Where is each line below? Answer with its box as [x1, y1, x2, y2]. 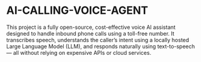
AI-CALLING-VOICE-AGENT [6, 4, 149, 17]
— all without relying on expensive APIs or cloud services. [6, 49, 152, 56]
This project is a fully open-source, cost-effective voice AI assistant [6, 23, 176, 31]
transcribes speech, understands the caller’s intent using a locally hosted [6, 36, 189, 43]
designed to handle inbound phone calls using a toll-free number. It [6, 29, 175, 37]
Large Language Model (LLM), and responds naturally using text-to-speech [6, 43, 196, 50]
